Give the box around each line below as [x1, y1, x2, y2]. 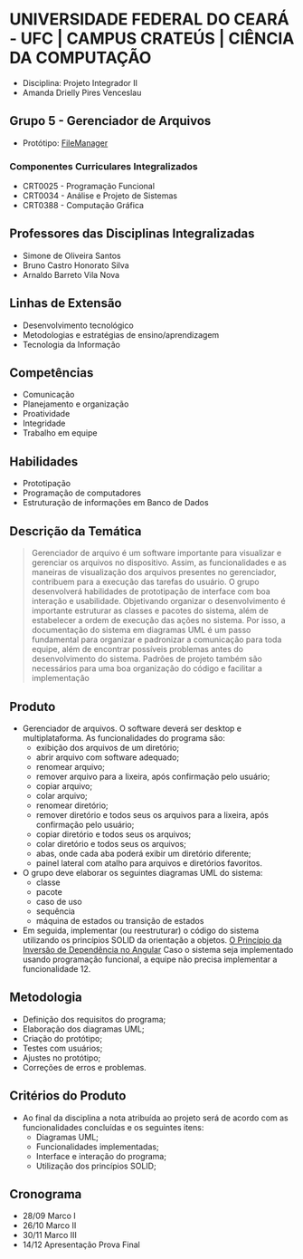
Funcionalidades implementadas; [35, 1141, 160, 1152]
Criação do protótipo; [22, 1033, 102, 1043]
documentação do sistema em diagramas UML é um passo [31, 625, 251, 636]
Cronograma [9, 1187, 82, 1202]
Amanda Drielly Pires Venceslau [22, 87, 142, 98]
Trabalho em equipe [22, 428, 98, 438]
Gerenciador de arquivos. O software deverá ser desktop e [22, 723, 242, 734]
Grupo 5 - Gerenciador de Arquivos [9, 113, 212, 129]
